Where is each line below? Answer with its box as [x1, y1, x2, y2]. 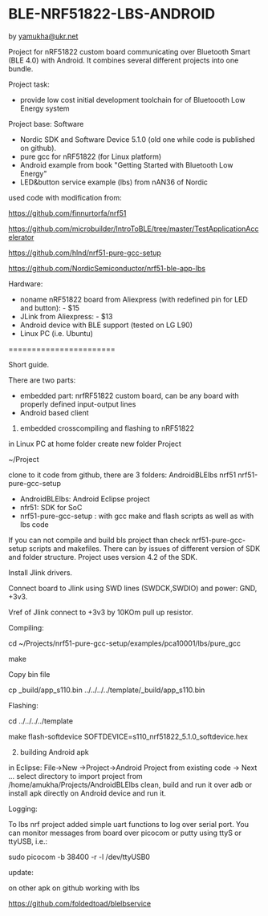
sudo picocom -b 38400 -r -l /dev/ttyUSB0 [8, 852, 151, 861]
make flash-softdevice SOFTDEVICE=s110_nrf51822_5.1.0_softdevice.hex [8, 732, 249, 741]
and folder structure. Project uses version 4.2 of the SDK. [8, 552, 198, 561]
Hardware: [8, 278, 43, 289]
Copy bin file [8, 669, 51, 679]
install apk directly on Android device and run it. [8, 788, 167, 798]
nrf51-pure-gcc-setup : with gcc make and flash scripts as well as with [19, 511, 254, 521]
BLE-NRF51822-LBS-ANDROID [8, 5, 216, 23]
